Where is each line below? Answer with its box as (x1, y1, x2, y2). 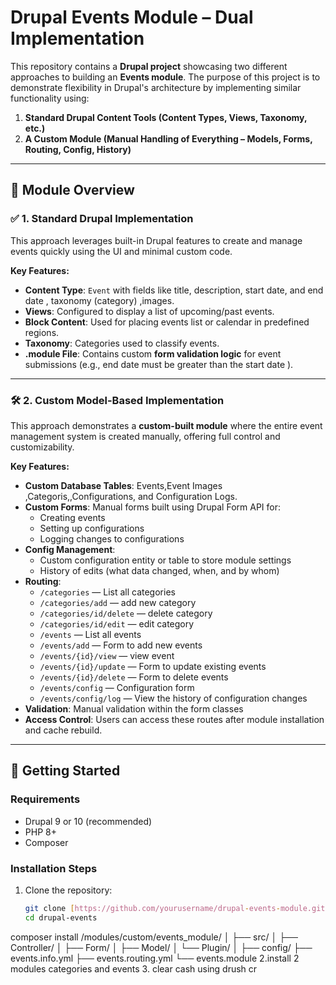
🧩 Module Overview (10, 182, 135, 199)
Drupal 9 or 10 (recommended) (24, 815, 153, 827)
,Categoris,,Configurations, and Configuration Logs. (24, 490, 238, 502)
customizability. (10, 441, 75, 453)
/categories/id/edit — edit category (39, 617, 195, 630)
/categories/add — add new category (39, 596, 197, 608)
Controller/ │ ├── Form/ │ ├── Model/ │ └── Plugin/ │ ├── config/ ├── (10, 941, 313, 953)
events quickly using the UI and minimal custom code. (10, 245, 233, 257)
